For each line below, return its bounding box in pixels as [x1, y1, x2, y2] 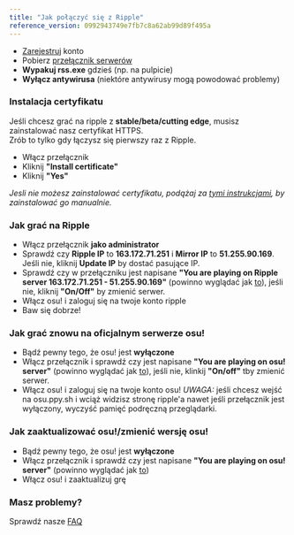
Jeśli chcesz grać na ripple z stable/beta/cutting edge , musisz [9, 116, 240, 126]
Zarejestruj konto [21, 45, 84, 56]
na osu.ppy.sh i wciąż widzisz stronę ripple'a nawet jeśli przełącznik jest [21, 394, 285, 405]
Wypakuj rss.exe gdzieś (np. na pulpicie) [21, 64, 174, 75]
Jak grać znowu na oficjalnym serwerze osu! [9, 327, 206, 340]
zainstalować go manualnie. [9, 196, 112, 208]
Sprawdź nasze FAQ [9, 516, 83, 526]
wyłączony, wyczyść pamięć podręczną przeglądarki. [21, 403, 218, 414]
